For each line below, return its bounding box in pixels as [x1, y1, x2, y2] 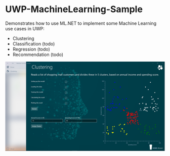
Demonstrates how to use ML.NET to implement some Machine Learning [5, 20, 157, 26]
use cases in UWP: [5, 25, 45, 31]
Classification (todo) [12, 40, 55, 46]
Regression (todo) [12, 46, 51, 52]
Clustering [12, 35, 34, 41]
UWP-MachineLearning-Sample [5, 4, 143, 15]
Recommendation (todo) [12, 51, 63, 58]
